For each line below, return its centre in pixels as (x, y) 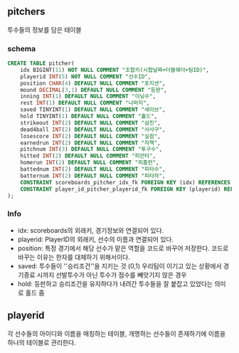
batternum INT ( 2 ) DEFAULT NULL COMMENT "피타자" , (93, 176)
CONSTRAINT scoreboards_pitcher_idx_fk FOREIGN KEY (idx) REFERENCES (126, 182)
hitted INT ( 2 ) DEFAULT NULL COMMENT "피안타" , (88, 156)
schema (22, 48)
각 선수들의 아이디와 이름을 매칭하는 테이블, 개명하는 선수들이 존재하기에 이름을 (117, 333)
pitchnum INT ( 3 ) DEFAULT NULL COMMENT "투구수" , (91, 149)
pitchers (26, 12)
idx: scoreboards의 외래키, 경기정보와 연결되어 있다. (91, 230)
